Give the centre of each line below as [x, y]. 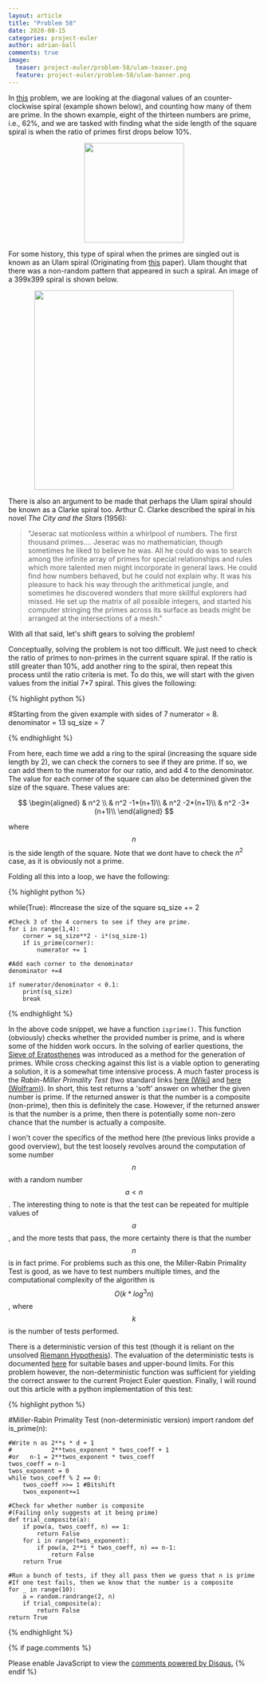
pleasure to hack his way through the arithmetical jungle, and [128, 584]
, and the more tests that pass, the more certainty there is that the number [130, 1238]
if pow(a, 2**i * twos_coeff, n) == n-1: [107, 1547]
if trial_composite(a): [62, 1603]
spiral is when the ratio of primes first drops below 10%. [100, 132]
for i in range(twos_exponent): [76, 1540]
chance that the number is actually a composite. [87, 1122]
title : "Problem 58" [43, 23]
